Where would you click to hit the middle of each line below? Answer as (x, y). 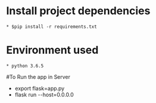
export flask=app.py (40, 88)
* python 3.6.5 (25, 66)
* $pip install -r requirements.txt (52, 27)
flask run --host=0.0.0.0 (44, 94)
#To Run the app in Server (38, 77)
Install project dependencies (78, 11)
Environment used (52, 50)
